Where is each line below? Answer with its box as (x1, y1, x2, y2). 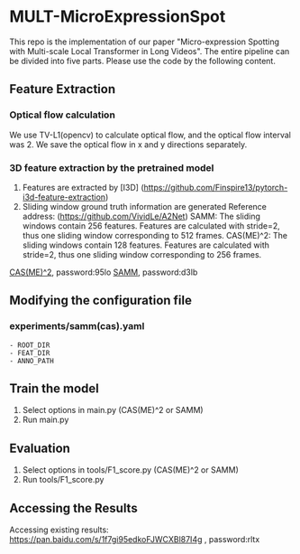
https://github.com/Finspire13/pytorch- (143, 182, 288, 192)
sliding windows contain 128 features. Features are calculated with (22, 239, 270, 250)
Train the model (9, 381, 99, 396)
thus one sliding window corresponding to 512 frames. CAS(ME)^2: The (22, 230, 288, 240)
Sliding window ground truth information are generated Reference (22, 201, 268, 211)
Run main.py (22, 414, 69, 426)
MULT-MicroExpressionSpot (9, 6, 226, 27)
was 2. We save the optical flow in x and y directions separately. (9, 138, 248, 150)
